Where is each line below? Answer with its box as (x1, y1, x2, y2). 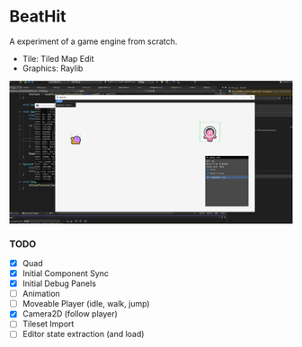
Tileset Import (22, 318, 75, 329)
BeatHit (9, 6, 67, 27)
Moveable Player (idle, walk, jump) (22, 299, 150, 309)
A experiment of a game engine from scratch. (9, 36, 178, 47)
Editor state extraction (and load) (22, 329, 145, 340)
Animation (22, 289, 60, 299)
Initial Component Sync (22, 268, 110, 279)
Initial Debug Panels (22, 278, 97, 289)
